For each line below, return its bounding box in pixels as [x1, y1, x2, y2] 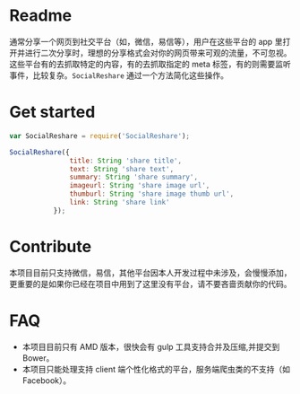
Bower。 [21, 352, 55, 363]
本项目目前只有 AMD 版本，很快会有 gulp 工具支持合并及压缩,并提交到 [21, 341, 280, 352]
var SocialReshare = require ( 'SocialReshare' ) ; [9, 131, 191, 140]
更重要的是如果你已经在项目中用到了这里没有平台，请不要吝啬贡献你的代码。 [9, 278, 292, 289]
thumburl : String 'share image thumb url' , [69, 189, 235, 198]
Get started [9, 102, 96, 122]
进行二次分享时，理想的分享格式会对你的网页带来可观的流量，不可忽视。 [24, 47, 292, 58]
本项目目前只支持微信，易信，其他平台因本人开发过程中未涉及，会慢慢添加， [9, 267, 292, 278]
